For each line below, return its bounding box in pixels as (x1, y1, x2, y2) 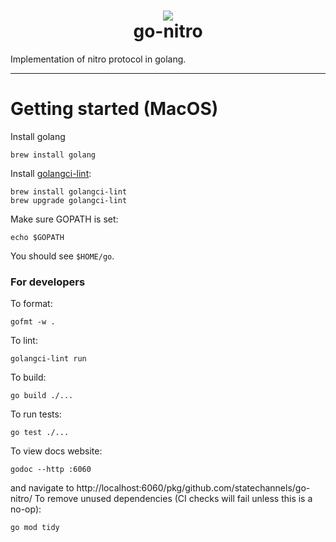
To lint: (10, 335, 38, 347)
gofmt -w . (10, 317, 56, 327)
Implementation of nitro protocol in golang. (10, 53, 187, 65)
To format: (10, 298, 53, 310)
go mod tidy (10, 523, 60, 533)
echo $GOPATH (10, 232, 65, 242)
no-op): (10, 503, 42, 515)
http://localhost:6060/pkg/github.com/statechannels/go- (76, 482, 311, 494)
